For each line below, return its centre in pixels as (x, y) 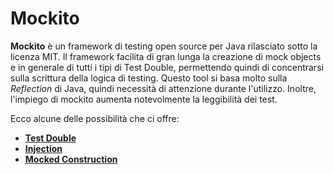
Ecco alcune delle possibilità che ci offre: (95, 118)
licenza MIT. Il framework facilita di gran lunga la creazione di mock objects (166, 56)
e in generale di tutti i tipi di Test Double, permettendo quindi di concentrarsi (167, 67)
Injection (43, 148)
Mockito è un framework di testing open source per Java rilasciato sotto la (164, 46)
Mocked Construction (71, 159)
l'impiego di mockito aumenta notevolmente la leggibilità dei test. (144, 99)
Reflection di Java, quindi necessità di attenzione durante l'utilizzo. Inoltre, (163, 88)
